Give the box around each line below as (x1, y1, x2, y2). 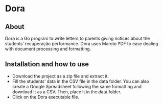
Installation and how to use (5, 60, 89, 69)
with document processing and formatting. (5, 46, 92, 52)
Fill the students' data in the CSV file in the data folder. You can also (12, 78, 149, 84)
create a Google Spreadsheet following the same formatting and (12, 83, 142, 89)
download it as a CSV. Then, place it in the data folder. (12, 89, 121, 95)
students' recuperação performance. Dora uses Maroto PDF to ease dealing (5, 41, 158, 47)
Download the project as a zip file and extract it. (12, 73, 109, 79)
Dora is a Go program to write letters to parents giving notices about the (5, 35, 150, 41)
